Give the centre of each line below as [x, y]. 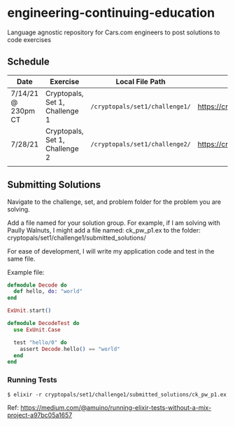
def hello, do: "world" [48, 291]
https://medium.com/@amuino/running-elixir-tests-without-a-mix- [116, 407]
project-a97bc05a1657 [40, 415]
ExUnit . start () [29, 311]
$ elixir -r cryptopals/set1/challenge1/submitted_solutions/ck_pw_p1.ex [117, 394]
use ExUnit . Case [37, 330]
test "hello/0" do [41, 342]
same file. [21, 259]
